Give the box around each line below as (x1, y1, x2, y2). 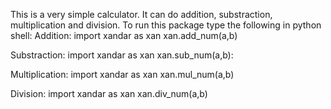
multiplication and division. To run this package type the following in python (10, 19, 322, 31)
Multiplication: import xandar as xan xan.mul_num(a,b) (10, 69, 235, 80)
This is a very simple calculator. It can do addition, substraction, (10, 9, 273, 20)
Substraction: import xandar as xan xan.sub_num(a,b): (10, 49, 234, 61)
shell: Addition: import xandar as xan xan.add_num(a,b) (10, 30, 238, 41)
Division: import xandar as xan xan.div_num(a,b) (10, 88, 208, 99)
